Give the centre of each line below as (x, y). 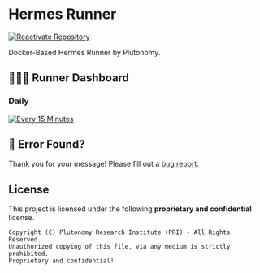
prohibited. (28, 254)
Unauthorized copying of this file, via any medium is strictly (119, 247)
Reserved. (25, 240)
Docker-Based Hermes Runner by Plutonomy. (84, 52)
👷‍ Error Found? (47, 144)
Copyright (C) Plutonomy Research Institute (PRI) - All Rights (119, 232)
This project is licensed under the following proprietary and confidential (130, 209)
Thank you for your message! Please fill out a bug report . (104, 164)
